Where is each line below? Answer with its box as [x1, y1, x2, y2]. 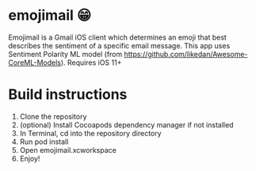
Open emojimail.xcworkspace [19, 145, 117, 154]
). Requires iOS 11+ [60, 58, 122, 67]
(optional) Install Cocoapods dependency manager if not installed [19, 120, 234, 129]
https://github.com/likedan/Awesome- [124, 49, 248, 59]
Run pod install [19, 137, 69, 146]
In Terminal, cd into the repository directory [19, 128, 162, 138]
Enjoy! [19, 154, 40, 163]
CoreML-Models [8, 58, 62, 67]
